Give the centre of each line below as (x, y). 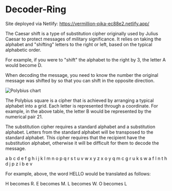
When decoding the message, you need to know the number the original (82, 75)
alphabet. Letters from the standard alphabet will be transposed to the (79, 132)
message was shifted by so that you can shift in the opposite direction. (80, 80)
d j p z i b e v (19, 164)
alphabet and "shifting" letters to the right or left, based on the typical (79, 44)
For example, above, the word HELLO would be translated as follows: (78, 174)
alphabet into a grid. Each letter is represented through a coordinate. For (82, 105)
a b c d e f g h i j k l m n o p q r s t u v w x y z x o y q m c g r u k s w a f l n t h (86, 158)
